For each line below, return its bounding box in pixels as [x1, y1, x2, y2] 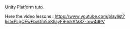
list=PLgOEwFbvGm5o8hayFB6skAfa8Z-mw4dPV [5, 19, 105, 24]
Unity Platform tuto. [5, 4, 44, 10]
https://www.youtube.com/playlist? [55, 14, 125, 19]
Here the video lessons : [5, 14, 54, 19]
